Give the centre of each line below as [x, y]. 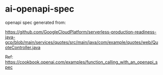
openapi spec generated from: [36, 22]
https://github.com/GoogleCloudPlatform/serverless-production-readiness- [81, 32]
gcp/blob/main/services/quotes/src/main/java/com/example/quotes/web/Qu [81, 42]
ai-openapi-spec [40, 9]
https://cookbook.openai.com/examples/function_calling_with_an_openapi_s [81, 62]
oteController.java [23, 47]
